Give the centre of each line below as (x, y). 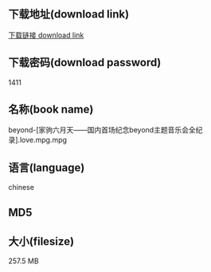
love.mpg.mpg (43, 140)
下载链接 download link (46, 35)
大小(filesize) (41, 242)
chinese (21, 187)
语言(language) (47, 167)
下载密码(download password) (85, 63)
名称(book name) (51, 110)
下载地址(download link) (69, 14)
